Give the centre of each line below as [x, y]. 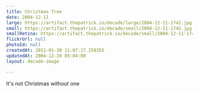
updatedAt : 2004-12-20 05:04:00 [46, 56]
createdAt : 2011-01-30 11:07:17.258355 [55, 50]
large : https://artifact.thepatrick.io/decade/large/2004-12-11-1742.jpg [99, 23]
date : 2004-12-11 [28, 17]
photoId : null [24, 45]
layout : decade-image [33, 61]
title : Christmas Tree [34, 12]
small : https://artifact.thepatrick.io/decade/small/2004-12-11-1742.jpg [99, 28]
